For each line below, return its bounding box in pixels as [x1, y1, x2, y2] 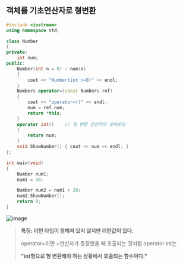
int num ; [17, 55, 39, 61]
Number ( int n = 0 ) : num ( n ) [17, 66, 86, 72]
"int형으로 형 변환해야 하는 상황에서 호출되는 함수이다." [20, 252, 147, 260]
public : [6, 60, 26, 67]
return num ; [27, 132, 58, 138]
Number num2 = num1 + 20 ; [17, 187, 81, 193]
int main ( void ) [6, 160, 44, 166]
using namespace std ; [6, 27, 60, 33]
